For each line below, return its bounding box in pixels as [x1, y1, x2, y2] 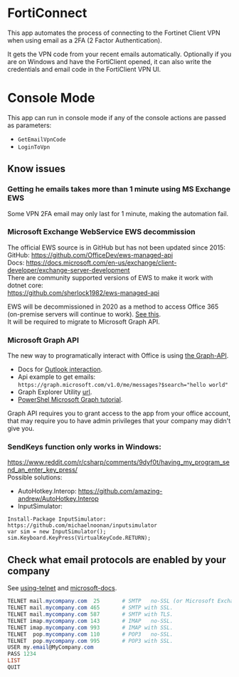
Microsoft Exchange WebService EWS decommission [7, 227, 196, 237]
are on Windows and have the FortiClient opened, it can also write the [7, 57, 212, 65]
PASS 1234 [7, 651, 37, 658]
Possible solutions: [7, 473, 63, 481]
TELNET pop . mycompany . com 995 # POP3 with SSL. [7, 637, 174, 644]
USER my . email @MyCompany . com [7, 644, 94, 651]
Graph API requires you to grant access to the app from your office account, [7, 409, 230, 417]
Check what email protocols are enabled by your [7, 553, 226, 566]
